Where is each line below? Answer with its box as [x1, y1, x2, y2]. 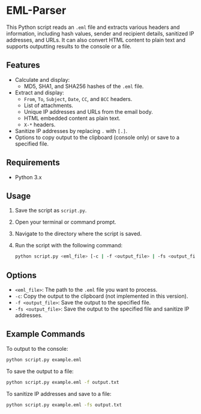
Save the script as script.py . [14, 207, 87, 214]
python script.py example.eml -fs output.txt [6, 401, 122, 408]
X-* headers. [23, 121, 56, 128]
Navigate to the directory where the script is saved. [14, 230, 142, 238]
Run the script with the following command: [14, 242, 123, 249]
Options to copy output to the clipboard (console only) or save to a [14, 134, 180, 141]
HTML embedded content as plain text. [23, 114, 121, 122]
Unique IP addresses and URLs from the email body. [23, 108, 153, 115]
